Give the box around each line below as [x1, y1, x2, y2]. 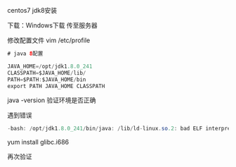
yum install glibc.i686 [7, 138, 70, 147]
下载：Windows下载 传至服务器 [7, 21, 98, 30]
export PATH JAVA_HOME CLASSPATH [7, 82, 105, 89]
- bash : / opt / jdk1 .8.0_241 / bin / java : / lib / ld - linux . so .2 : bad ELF [7, 125, 203, 132]
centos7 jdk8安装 [7, 6, 58, 14]
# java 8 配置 [7, 50, 44, 57]
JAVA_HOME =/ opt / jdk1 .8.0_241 [7, 63, 93, 70]
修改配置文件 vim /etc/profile [7, 36, 91, 44]
